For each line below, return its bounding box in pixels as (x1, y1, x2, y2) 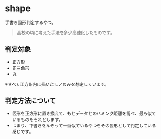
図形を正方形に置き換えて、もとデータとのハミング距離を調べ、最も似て (12, 111, 156, 116)
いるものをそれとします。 (12, 116, 63, 122)
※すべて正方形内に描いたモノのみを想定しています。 (5, 81, 109, 87)
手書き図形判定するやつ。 (5, 19, 56, 25)
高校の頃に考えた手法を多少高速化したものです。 (16, 29, 115, 35)
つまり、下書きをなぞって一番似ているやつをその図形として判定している (12, 123, 156, 128)
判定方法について (5, 97, 56, 105)
